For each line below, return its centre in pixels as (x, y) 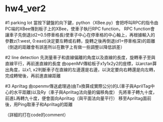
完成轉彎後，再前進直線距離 (33, 76)
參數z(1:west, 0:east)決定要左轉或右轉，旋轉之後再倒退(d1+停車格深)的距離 (80, 41)
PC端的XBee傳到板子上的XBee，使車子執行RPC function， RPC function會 (80, 29)
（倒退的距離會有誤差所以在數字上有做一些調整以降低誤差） (65, 47)
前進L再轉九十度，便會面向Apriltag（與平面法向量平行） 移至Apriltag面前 (78, 98)
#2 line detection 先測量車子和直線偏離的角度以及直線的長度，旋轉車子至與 (80, 57)
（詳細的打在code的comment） (37, 115)
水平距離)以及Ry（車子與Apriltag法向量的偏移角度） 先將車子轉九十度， (85, 92)
